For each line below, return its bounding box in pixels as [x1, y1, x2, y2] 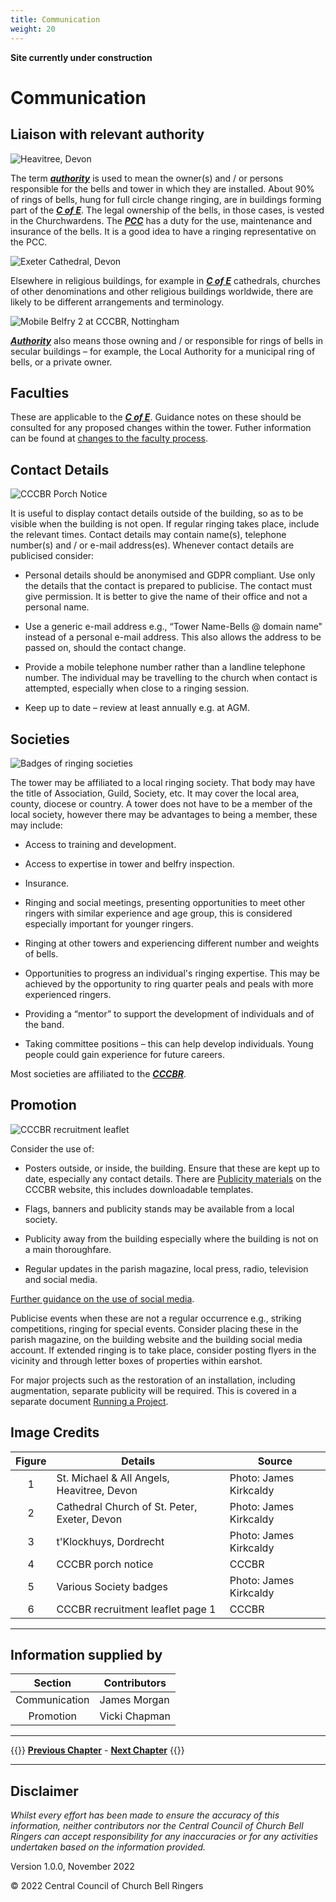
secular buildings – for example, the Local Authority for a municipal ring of [10, 345, 316, 357]
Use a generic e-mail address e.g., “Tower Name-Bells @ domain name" [24, 621, 323, 633]
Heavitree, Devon [56, 1483, 138, 1497]
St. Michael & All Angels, [56, 1471, 170, 1485]
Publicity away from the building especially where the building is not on [24, 1232, 319, 1245]
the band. [24, 1018, 65, 1030]
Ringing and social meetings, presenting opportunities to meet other [24, 896, 306, 908]
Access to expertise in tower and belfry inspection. [24, 857, 235, 870]
